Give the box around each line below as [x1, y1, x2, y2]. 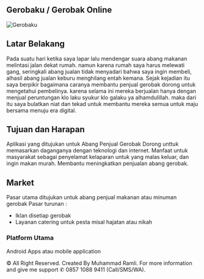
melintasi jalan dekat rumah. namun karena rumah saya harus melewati [6, 61, 185, 69]
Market [6, 177, 35, 188]
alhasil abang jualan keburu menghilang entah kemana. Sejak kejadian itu [6, 74, 191, 82]
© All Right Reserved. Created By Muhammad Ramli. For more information [6, 259, 192, 267]
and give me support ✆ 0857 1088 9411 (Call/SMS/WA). [6, 266, 146, 273]
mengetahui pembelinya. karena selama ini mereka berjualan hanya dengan [6, 87, 197, 94]
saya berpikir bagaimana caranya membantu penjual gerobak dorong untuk [6, 80, 196, 88]
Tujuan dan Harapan [6, 124, 86, 135]
